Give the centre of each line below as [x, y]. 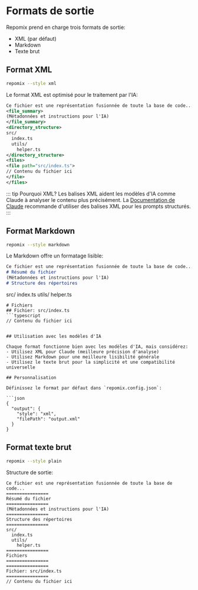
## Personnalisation [32, 377]
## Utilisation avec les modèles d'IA [54, 336]
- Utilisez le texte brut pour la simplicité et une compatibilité [91, 362]
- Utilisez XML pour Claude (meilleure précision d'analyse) [83, 352]
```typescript [24, 315]
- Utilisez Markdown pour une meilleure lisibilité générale [83, 357]
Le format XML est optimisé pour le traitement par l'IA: [72, 94]
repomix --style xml [32, 83]
